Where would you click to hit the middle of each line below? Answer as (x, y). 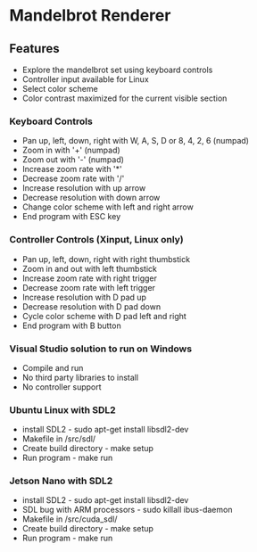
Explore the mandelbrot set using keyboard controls (117, 70)
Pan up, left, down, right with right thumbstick (106, 259)
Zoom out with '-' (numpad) (73, 160)
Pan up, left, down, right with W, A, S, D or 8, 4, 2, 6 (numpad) (136, 141)
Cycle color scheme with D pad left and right (104, 316)
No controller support (62, 387)
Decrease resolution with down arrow (91, 198)
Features (34, 49)
